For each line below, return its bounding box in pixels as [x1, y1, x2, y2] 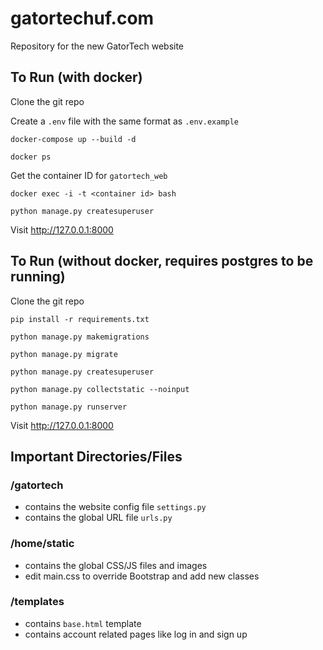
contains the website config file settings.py [24, 501, 207, 513]
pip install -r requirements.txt [10, 314, 150, 324]
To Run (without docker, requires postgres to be [10, 253, 314, 270]
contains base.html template [24, 617, 142, 629]
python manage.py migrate [10, 349, 118, 359]
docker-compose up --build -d [10, 134, 137, 144]
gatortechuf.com [10, 7, 155, 30]
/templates [10, 595, 65, 609]
